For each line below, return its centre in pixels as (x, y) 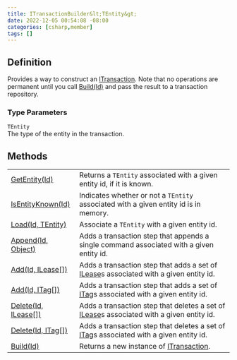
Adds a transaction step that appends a (144, 236)
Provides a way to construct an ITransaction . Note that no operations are (113, 79)
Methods (28, 156)
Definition (29, 62)
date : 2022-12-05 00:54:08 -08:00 (58, 20)
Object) (23, 249)
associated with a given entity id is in (140, 204)
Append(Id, (29, 241)
